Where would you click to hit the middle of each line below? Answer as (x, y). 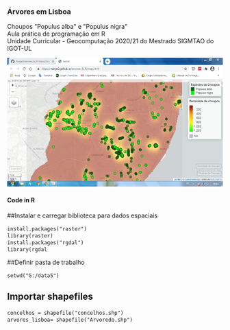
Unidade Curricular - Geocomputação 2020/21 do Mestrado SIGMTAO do (111, 41)
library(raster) (30, 236)
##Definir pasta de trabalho (46, 262)
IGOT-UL (20, 49)
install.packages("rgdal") (46, 243)
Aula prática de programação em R (56, 34)
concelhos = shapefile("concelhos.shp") (66, 313)
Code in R (21, 200)
